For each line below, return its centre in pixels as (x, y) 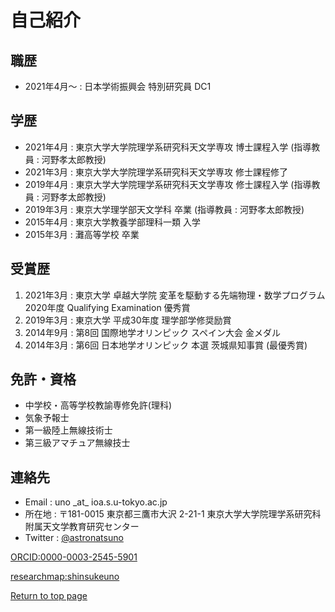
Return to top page (49, 596)
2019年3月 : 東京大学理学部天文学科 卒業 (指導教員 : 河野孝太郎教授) (164, 209)
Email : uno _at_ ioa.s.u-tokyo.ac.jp (96, 502)
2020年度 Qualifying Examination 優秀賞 (107, 307)
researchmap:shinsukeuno (65, 577)
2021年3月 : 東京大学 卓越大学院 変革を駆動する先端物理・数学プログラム (175, 295)
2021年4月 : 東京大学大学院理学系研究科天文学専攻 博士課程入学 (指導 (168, 147)
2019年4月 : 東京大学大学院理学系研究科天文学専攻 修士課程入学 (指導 (168, 184)
